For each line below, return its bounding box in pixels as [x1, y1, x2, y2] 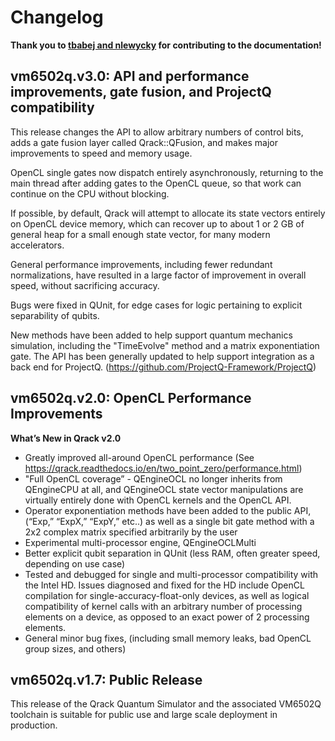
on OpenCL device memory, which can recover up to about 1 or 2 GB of [10, 217, 305, 230]
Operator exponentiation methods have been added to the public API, [24, 504, 312, 516]
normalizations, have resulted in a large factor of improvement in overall [10, 269, 307, 281]
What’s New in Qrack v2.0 [10, 432, 122, 444]
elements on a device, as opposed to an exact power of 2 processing [24, 611, 310, 623]
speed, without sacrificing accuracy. [10, 279, 160, 291]
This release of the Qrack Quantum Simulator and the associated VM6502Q [10, 698, 322, 710]
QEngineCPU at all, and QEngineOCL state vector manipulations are [24, 483, 304, 495]
